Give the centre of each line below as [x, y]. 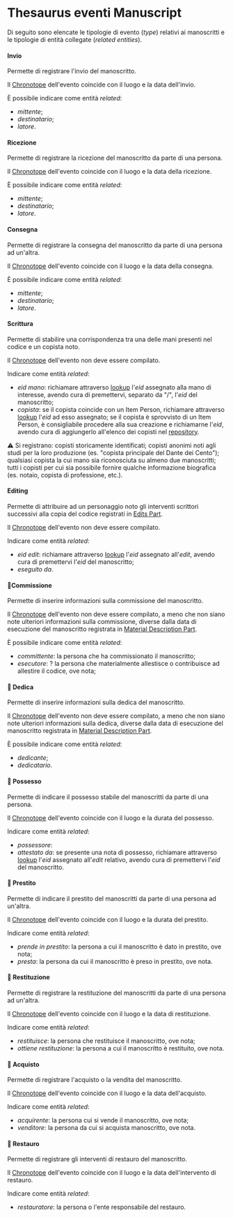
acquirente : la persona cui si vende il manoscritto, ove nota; [103, 1120]
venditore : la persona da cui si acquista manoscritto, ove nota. [106, 1128]
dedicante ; [33, 758]
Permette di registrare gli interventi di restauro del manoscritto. [97, 1159]
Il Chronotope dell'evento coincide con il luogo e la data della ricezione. [110, 172]
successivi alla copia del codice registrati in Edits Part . [85, 514]
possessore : [35, 845]
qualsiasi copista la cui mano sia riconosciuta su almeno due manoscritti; [112, 460]
